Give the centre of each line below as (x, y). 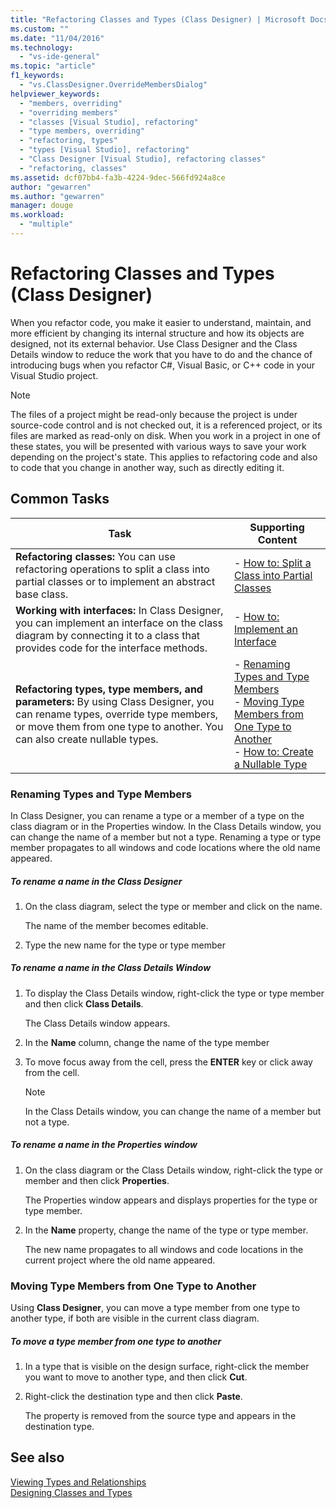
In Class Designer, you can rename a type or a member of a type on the (157, 815)
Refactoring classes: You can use (95, 556)
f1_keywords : (37, 76)
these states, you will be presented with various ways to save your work (158, 446)
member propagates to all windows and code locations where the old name (165, 847)
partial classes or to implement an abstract (115, 581)
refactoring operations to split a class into (112, 569)
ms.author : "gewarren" (57, 196)
